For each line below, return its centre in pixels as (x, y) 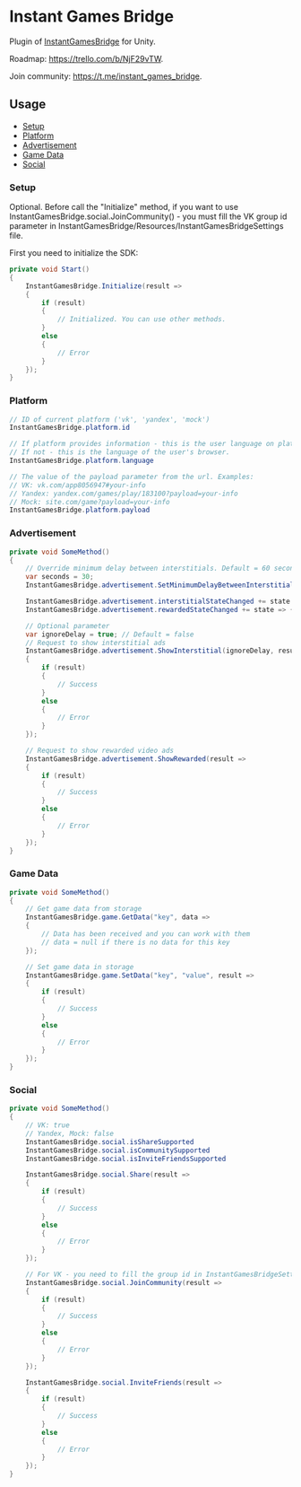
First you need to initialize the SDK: (74, 253)
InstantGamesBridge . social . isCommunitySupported (118, 1150)
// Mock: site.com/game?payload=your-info (90, 502)
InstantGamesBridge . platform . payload (80, 510)
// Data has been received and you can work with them (146, 934)
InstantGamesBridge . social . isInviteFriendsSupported (126, 1159)
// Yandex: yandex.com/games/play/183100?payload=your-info (124, 494)
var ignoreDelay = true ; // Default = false (110, 634)
